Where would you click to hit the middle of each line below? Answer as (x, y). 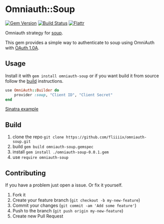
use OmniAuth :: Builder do (32, 90)
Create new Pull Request (38, 216)
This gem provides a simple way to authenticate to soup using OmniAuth (80, 42)
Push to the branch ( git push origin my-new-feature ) (68, 211)
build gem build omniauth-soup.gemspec (53, 147)
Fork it (19, 195)
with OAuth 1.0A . (22, 48)
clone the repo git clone (38, 137)
